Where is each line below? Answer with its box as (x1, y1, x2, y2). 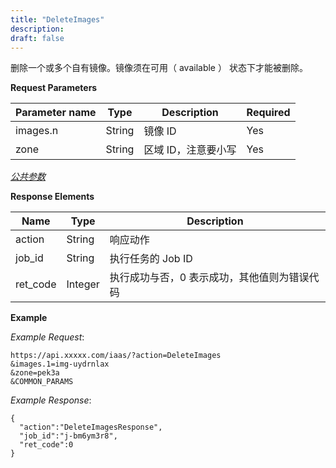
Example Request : (10, 331, 85, 343)
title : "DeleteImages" (10, 14, 105, 25)
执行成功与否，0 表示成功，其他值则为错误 (109, 271, 310, 285)
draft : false (10, 33, 65, 43)
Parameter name (15, 106, 97, 120)
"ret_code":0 (19, 440, 74, 450)
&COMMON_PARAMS (10, 377, 74, 387)
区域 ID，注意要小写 (143, 143, 237, 157)
